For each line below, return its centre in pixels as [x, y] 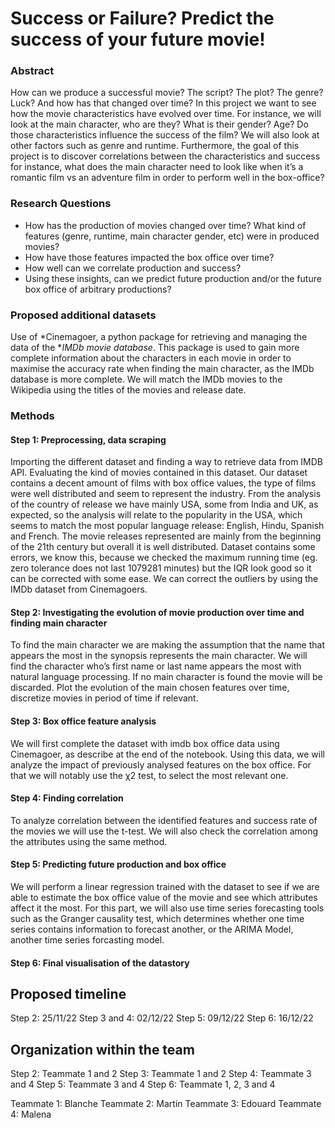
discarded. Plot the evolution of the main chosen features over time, [150, 688]
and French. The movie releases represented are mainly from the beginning [166, 536]
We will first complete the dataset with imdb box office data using [145, 743]
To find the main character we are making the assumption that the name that [167, 645]
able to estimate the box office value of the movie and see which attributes [164, 898]
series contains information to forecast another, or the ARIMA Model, [152, 929]
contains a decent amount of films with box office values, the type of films [163, 483]
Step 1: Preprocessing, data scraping [88, 439]
